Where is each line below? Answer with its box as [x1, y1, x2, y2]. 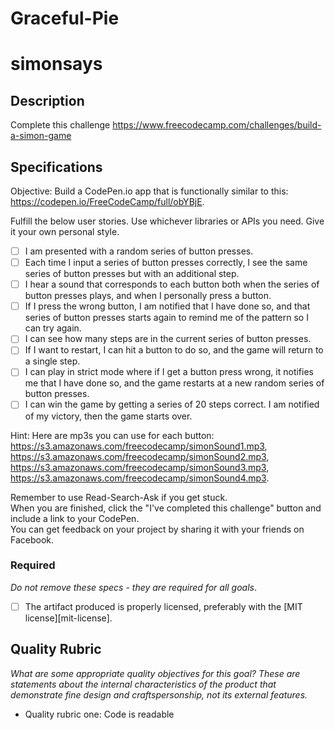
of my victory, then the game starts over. [24, 410, 193, 422]
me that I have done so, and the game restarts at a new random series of [24, 377, 325, 389]
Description [10, 92, 85, 109]
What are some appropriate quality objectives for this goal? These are [10, 667, 301, 679]
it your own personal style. [10, 226, 120, 237]
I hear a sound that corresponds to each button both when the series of [24, 278, 320, 291]
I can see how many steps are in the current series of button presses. [24, 333, 312, 345]
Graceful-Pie [10, 7, 120, 30]
